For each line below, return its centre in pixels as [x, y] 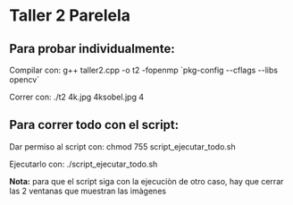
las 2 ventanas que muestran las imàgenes [88, 191]
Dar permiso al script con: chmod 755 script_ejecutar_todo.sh [123, 146]
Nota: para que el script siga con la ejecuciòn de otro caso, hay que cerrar [146, 181]
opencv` [25, 80]
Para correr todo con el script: [94, 125]
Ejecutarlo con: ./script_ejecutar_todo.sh [84, 164]
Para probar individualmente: [92, 49]
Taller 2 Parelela [70, 16]
